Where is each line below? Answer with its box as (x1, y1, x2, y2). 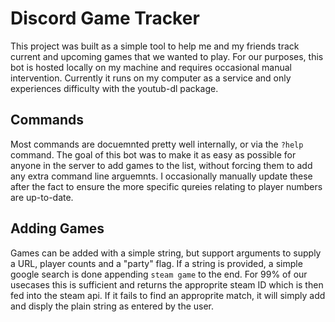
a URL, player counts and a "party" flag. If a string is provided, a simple (10, 257, 303, 269)
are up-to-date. (10, 191, 74, 203)
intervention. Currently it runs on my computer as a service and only (10, 72, 292, 84)
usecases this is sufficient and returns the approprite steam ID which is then (10, 278, 324, 291)
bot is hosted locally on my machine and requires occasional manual (10, 61, 293, 73)
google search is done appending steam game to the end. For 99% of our (10, 268, 308, 280)
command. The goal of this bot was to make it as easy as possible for (10, 148, 297, 161)
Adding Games (10, 220, 105, 237)
